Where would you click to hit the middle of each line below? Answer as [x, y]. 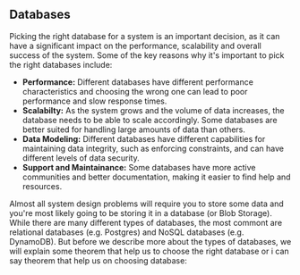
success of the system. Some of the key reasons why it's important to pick [147, 55]
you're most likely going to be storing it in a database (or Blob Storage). [141, 212]
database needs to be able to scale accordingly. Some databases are [150, 120]
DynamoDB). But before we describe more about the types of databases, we [150, 241]
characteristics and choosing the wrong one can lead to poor [135, 91]
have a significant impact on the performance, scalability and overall [135, 46]
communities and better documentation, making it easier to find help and [156, 177]
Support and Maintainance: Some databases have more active [139, 167]
